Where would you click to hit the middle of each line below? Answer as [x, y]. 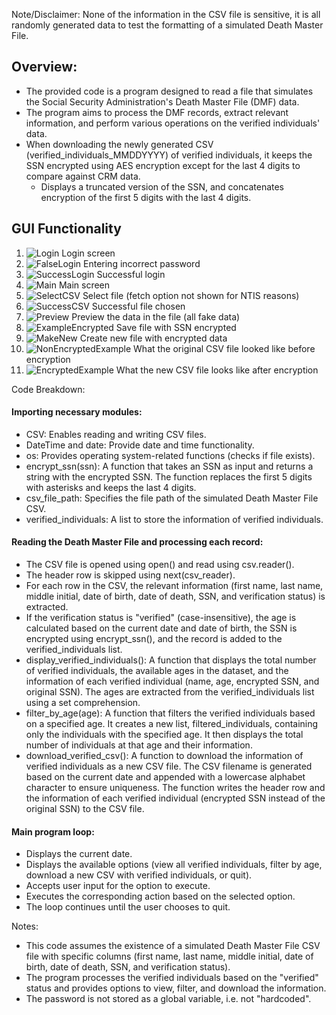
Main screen [84, 285]
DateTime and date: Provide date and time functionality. [140, 445]
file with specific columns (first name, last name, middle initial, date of [169, 956]
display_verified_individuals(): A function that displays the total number [171, 660]
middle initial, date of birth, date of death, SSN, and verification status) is [175, 596]
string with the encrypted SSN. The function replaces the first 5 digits [169, 476]
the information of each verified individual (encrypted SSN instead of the [175, 798]
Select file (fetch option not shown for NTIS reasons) [191, 295]
